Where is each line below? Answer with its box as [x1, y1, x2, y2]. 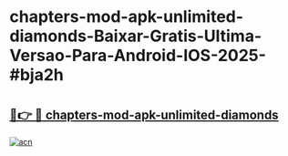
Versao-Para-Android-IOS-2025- [9, 46, 267, 66]
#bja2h [9, 65, 64, 86]
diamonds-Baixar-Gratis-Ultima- [9, 26, 262, 47]
